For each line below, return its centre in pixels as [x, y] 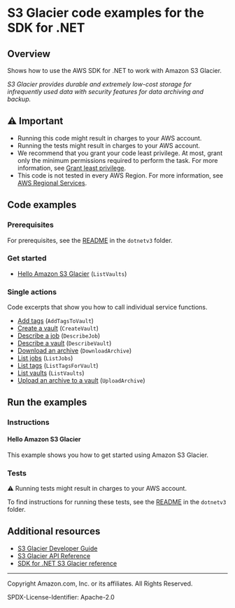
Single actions [32, 291]
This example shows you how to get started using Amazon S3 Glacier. [108, 455]
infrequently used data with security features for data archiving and [106, 92]
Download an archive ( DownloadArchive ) [74, 351]
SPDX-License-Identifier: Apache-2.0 [61, 597]
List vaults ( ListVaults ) [51, 373]
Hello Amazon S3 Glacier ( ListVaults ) [72, 273]
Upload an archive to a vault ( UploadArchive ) [81, 381]
